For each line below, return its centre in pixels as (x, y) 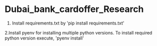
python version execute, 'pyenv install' (44, 38)
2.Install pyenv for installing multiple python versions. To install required (78, 32)
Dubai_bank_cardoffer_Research (74, 9)
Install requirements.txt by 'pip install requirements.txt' (68, 23)
